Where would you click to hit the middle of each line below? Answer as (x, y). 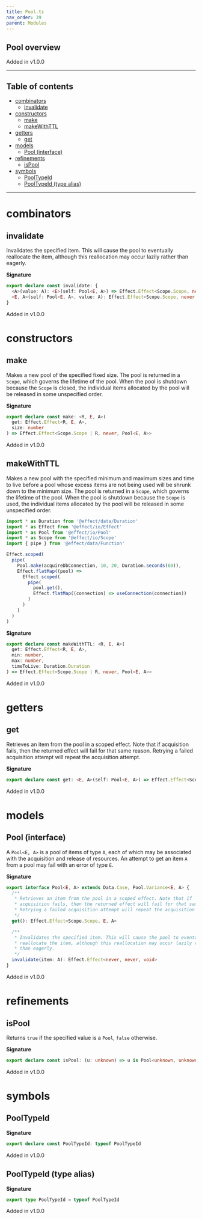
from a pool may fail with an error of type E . (60, 865)
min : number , (28, 655)
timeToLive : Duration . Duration (51, 667)
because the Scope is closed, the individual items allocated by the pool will (98, 388)
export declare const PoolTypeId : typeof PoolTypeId (74, 1144)
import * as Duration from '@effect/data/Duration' (72, 521)
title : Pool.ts (25, 12)
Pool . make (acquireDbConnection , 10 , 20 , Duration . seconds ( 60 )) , (99, 566)
